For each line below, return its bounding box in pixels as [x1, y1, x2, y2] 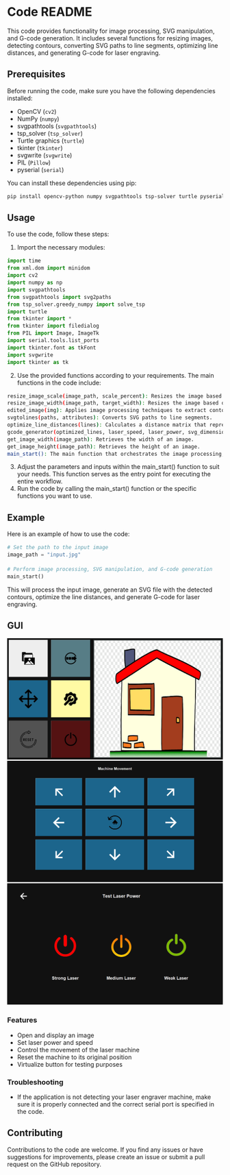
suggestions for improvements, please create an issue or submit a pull [7, 1152, 205, 1161]
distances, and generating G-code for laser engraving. [7, 49, 161, 57]
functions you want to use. [16, 492, 92, 500]
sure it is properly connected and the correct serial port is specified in [16, 1100, 214, 1109]
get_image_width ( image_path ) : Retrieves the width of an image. [7, 436, 194, 443]
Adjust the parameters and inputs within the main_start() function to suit [16, 463, 220, 471]
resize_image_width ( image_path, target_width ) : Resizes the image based [7, 400, 219, 407]
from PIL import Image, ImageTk [7, 330, 99, 337]
